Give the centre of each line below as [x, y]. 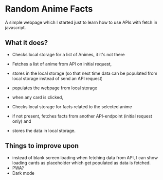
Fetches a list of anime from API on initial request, [62, 64]
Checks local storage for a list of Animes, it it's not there [68, 54]
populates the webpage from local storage [54, 88]
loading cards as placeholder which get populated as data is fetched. [81, 163]
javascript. [16, 27]
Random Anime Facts [49, 9]
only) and [22, 121]
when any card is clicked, [37, 97]
